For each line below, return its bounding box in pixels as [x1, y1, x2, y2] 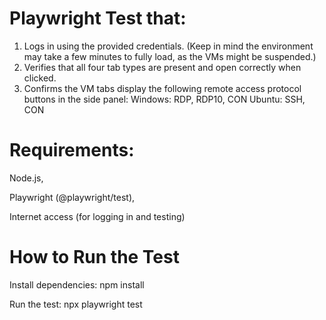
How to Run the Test [9, 246, 180, 269]
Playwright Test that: [9, 7, 187, 30]
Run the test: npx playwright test [9, 298, 143, 310]
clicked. [23, 72, 57, 84]
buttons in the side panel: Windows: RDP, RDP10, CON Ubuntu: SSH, [23, 93, 306, 105]
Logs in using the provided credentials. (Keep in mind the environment [23, 40, 314, 52]
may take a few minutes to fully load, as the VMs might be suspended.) [23, 50, 317, 62]
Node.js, [9, 172, 44, 184]
